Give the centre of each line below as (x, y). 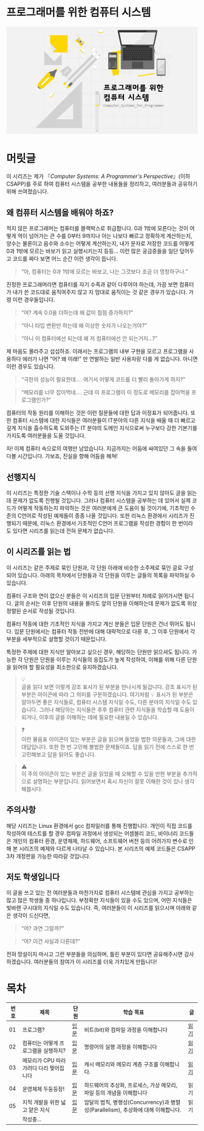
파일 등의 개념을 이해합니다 (116, 1092)
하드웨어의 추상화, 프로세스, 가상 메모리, (131, 1085)
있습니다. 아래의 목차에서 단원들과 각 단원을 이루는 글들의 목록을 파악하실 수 (107, 575)
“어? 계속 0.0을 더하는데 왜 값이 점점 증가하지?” (77, 313)
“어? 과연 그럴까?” (42, 928)
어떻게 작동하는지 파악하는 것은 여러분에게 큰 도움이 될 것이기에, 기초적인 (103, 508)
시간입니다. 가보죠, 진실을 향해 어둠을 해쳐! (68, 456)
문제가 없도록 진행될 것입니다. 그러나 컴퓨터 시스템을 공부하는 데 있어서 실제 (102, 501)
